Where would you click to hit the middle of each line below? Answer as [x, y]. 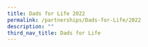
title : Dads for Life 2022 [46, 13]
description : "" [31, 26]
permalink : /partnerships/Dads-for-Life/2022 [74, 20]
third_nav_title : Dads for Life [54, 33]
